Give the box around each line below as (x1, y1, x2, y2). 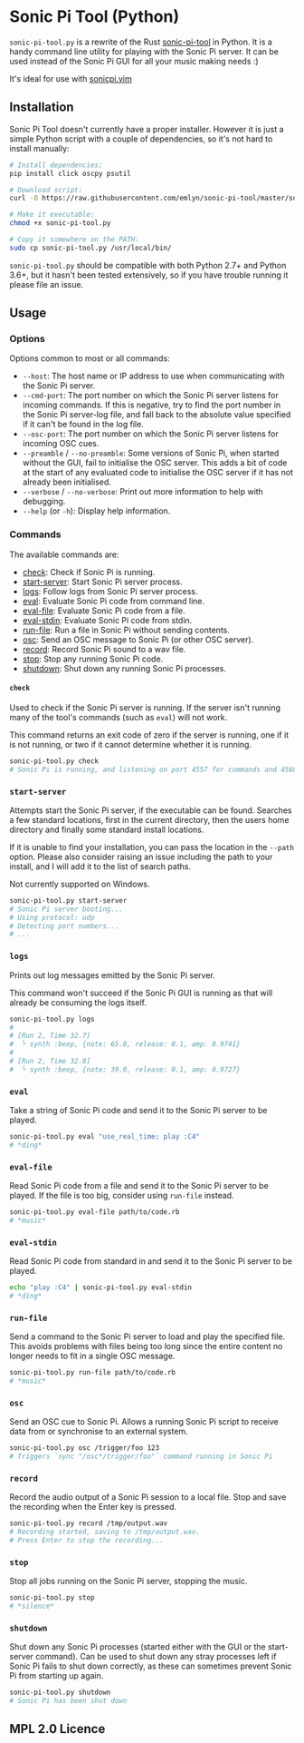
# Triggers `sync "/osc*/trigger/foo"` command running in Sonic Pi (9, 1452, 273, 1462)
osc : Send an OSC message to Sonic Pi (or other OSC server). (22, 633, 254, 645)
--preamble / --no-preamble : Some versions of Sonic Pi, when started (22, 447, 280, 459)
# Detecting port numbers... (9, 921, 119, 931)
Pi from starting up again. (9, 1670, 104, 1681)
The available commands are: (9, 549, 119, 560)
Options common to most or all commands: (9, 353, 170, 364)
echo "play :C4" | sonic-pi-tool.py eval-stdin (9, 1283, 193, 1292)
